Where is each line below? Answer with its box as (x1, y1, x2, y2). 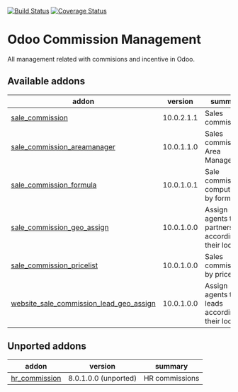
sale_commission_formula (11, 180, 97, 190)
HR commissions (143, 373, 200, 383)
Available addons (7, 75, 86, 88)
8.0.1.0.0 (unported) (68, 373, 137, 383)
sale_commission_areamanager (11, 142, 115, 151)
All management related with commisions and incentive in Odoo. (7, 54, 195, 63)
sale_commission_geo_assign (11, 222, 109, 232)
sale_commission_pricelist (11, 260, 98, 270)
